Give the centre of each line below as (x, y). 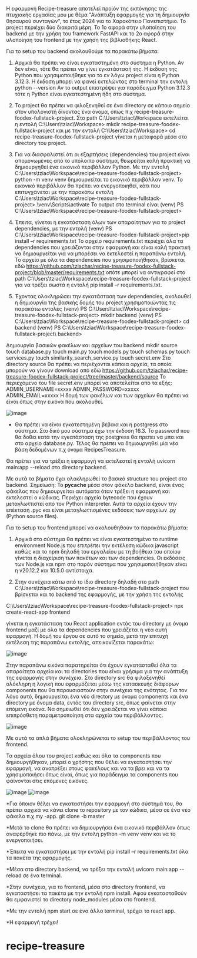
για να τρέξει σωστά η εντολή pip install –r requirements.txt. (88, 285)
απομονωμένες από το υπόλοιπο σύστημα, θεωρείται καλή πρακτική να (102, 161)
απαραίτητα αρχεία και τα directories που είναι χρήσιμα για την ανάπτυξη (97, 671)
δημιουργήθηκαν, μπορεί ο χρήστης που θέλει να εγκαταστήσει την (89, 762)
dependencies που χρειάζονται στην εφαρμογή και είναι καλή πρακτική (103, 247)
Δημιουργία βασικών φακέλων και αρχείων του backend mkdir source (92, 345)
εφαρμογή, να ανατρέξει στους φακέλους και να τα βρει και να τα (88, 768)
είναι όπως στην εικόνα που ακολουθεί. (55, 401)
